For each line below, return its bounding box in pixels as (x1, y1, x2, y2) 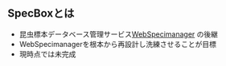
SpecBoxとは (7, 6, 75, 21)
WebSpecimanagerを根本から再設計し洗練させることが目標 (18, 39, 216, 49)
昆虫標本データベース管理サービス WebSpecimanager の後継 (18, 29, 219, 39)
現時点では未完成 (18, 49, 76, 59)
